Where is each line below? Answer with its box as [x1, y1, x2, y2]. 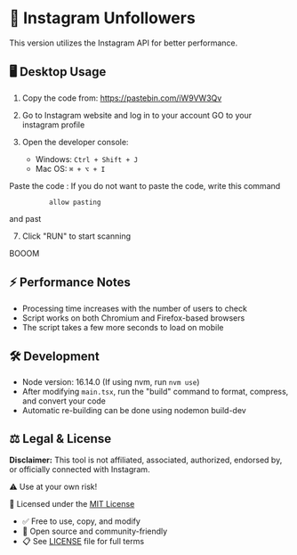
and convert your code [21, 396, 107, 406]
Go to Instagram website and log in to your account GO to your [21, 110, 252, 120]
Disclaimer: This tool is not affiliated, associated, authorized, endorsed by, [9, 454, 283, 466]
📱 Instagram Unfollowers [9, 8, 196, 29]
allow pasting [48, 198, 101, 207]
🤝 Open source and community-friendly [21, 526, 168, 537]
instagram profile [21, 119, 85, 130]
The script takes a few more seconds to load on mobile [21, 322, 224, 332]
